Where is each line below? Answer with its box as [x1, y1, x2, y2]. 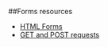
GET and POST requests [19, 31, 100, 39]
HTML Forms [19, 22, 63, 31]
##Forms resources [8, 7, 73, 16]
